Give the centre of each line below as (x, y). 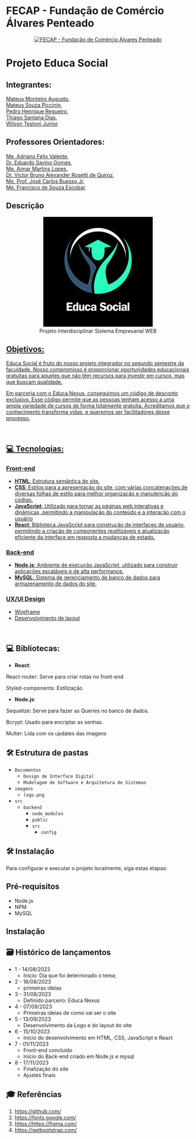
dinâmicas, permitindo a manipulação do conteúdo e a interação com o (100, 512)
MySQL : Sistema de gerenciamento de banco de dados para (87, 578)
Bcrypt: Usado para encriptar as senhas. (55, 722)
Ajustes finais (39, 1075)
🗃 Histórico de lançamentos (59, 952)
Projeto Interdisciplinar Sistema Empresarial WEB (98, 331)
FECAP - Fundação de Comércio (85, 11)
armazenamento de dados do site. (56, 584)
